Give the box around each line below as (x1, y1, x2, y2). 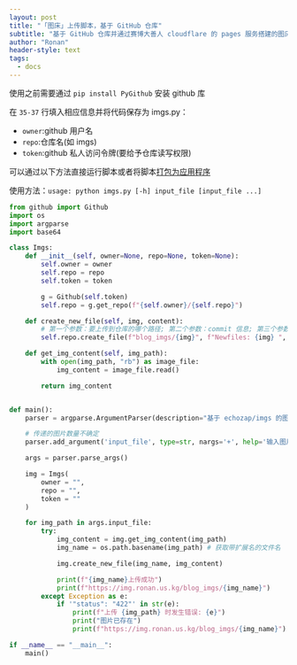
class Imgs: (9, 244, 53, 252)
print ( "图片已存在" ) (72, 616, 141, 625)
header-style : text (9, 46, 81, 55)
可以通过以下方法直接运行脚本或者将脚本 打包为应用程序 (9, 166, 210, 177)
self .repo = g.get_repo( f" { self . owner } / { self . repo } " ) (41, 300, 243, 310)
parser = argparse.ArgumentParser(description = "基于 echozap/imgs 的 (25, 414, 283, 422)
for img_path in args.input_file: (25, 519, 152, 528)
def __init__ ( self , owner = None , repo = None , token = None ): (25, 251, 240, 261)
